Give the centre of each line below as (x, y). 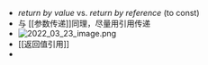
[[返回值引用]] (44, 44)
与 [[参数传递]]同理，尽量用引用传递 (84, 23)
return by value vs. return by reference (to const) (109, 13)
